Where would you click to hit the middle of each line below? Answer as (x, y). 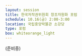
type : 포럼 (16, 29)
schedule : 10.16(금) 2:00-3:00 (37, 19)
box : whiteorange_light (30, 33)
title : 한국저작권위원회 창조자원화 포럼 (41, 15)
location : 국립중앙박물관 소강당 (35, 24)
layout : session (22, 10)
